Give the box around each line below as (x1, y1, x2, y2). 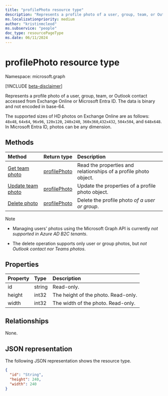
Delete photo (7, 200, 38, 207)
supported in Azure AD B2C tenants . (12, 231, 87, 237)
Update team (7, 182, 38, 189)
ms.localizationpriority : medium (5, 17, 75, 22)
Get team (7, 165, 29, 172)
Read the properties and (77, 161, 134, 168)
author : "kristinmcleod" (5, 21, 57, 27)
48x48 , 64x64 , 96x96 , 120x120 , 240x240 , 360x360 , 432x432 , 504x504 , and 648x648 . (5, 118, 162, 124)
